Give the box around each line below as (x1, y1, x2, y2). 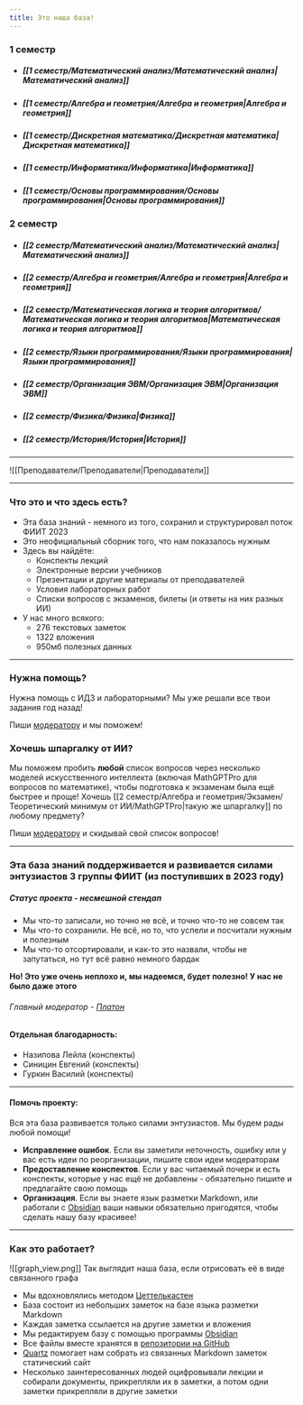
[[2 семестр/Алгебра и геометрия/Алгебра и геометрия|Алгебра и (22, 271, 289, 282)
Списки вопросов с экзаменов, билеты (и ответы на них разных (35, 592, 284, 604)
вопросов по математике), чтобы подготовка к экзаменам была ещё (9, 782, 275, 793)
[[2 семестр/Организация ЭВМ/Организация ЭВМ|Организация (22, 379, 280, 390)
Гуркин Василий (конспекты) (22, 1068, 134, 1079)
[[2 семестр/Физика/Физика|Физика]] (22, 411, 176, 422)
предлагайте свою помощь (22, 1183, 128, 1194)
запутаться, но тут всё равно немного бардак (22, 953, 200, 965)
